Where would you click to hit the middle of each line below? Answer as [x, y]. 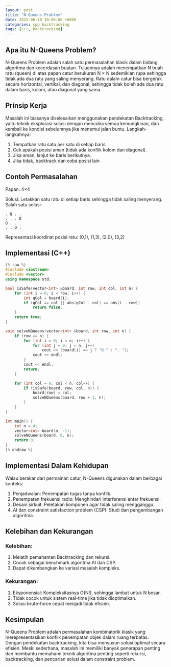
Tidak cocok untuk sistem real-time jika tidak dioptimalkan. [75, 598]
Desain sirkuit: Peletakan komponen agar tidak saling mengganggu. [83, 504]
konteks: [14, 483]
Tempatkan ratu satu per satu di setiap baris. [60, 144]
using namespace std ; [28, 279]
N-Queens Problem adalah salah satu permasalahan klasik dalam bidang [81, 62]
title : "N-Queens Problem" [34, 15]
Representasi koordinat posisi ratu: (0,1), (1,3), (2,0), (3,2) [65, 237]
